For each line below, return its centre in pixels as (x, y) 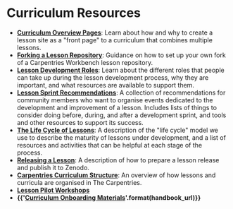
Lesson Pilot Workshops (53, 190)
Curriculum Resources (74, 13)
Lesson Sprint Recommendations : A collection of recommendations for (121, 92)
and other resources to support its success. (80, 122)
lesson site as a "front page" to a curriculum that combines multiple (114, 40)
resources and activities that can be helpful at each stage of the (109, 145)
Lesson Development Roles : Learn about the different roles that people (120, 70)
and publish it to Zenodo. (53, 167)
